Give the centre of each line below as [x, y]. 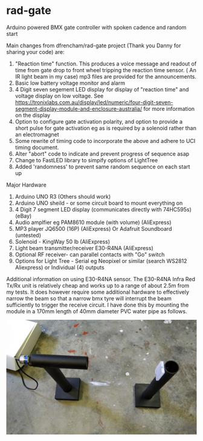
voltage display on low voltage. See [59, 96]
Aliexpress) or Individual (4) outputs [60, 267]
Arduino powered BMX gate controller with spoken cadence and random [96, 27]
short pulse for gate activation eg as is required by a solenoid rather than [105, 128]
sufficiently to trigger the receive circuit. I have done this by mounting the [98, 305]
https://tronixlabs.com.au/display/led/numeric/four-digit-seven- [94, 102]
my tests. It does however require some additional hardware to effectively [98, 292]
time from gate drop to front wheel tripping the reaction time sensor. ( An [105, 70]
